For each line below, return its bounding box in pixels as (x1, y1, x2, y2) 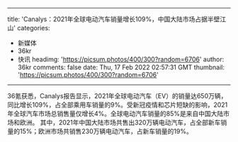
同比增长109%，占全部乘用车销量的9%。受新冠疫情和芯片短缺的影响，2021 (7, 100, 228, 109)
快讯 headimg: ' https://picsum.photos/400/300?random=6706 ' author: (17, 55, 225, 64)
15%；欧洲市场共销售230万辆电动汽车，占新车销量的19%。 (19, 127, 193, 135)
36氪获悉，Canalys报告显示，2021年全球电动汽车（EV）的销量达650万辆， (7, 92, 227, 100)
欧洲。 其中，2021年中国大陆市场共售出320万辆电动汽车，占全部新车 (19, 118, 221, 126)
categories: (17, 24, 51, 32)
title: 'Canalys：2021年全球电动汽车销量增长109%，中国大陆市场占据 (7, 15, 208, 23)
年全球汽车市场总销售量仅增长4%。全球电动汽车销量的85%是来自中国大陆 (7, 110, 224, 117)
